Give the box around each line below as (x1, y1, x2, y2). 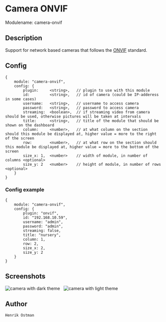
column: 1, (23, 237, 46, 242)
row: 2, (23, 241, 39, 246)
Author (5, 300, 27, 309)
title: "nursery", (23, 232, 61, 237)
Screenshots (5, 272, 46, 281)
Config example (5, 186, 45, 193)
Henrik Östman (5, 313, 35, 318)
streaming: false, (23, 228, 61, 233)
